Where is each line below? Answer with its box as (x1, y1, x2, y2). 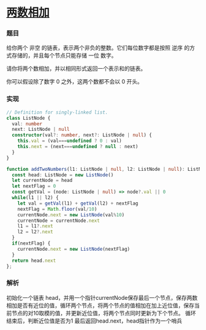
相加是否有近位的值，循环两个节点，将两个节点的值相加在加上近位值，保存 (6, 302, 194, 309)
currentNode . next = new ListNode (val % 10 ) (17, 211, 124, 218)
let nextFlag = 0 (12, 183, 56, 189)
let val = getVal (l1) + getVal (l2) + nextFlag (17, 200, 139, 206)
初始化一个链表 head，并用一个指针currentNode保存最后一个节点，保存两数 (6, 294, 198, 301)
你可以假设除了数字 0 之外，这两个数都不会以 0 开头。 (6, 78, 143, 85)
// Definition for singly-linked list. (6, 109, 109, 116)
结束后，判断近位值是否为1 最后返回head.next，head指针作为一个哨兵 (6, 317, 183, 324)
